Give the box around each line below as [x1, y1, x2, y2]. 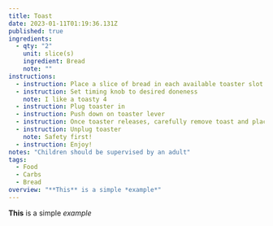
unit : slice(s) [23, 50, 75, 58]
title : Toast [8, 11, 53, 20]
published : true [8, 27, 63, 35]
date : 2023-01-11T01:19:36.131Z [8, 20, 118, 28]
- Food [15, 163, 38, 172]
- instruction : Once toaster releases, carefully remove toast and [15, 118, 249, 126]
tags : [8, 155, 27, 163]
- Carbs [15, 171, 42, 179]
